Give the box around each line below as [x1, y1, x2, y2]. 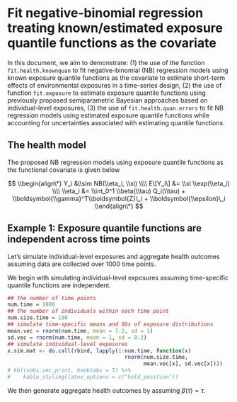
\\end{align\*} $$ [94, 202, 144, 210]
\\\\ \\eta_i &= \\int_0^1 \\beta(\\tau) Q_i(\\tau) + [52, 186, 186, 195]
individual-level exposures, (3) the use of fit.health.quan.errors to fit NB [7, 103, 224, 112]
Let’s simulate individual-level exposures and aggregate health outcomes [7, 252, 221, 260]
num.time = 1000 [7, 301, 55, 309]
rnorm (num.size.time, [124, 354, 189, 361]
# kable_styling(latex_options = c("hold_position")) [7, 374, 179, 381]
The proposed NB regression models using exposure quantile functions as [7, 158, 224, 166]
